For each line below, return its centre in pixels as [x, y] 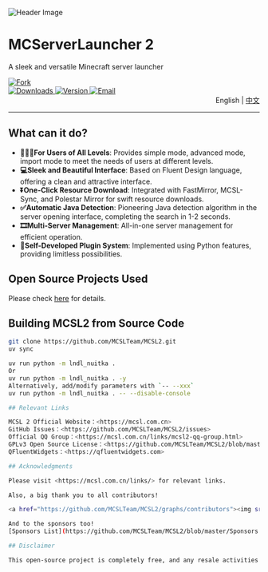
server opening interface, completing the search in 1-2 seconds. [125, 216]
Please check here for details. [57, 298]
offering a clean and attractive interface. [86, 181]
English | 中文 [237, 100]
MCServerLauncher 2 [81, 45]
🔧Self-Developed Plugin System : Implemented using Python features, [135, 245]
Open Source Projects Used [78, 279]
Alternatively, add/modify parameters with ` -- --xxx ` [101, 386]
